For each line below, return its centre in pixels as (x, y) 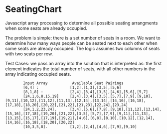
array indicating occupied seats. (38, 74)
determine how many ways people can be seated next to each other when (82, 43)
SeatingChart (34, 9)
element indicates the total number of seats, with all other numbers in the (80, 69)
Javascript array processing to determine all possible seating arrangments (82, 23)
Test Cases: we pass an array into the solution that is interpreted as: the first (83, 63)
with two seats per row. (29, 54)
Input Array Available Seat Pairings (73, 83)
